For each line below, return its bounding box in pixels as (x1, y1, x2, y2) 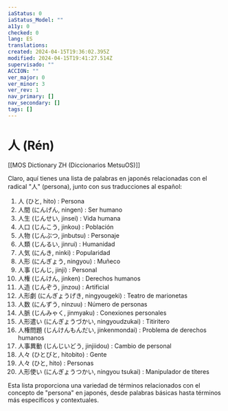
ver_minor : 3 (8, 80, 45, 87)
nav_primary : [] (8, 93, 54, 100)
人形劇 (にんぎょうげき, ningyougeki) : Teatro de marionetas (17, 291, 188, 300)
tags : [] (8, 106, 33, 113)
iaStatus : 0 (8, 10, 42, 17)
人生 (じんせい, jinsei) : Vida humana (17, 214, 121, 222)
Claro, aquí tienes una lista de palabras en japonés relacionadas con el (8, 174, 207, 182)
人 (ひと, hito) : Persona (17, 197, 85, 205)
